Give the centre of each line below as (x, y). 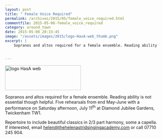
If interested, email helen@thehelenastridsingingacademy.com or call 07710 (81, 127)
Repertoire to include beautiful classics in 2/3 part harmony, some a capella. (81, 122)
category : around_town (28, 28)
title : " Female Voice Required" (39, 14)
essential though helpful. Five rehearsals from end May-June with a (72, 102)
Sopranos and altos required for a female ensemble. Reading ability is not (78, 97)
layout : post (18, 9)
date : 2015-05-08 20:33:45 (32, 32)
